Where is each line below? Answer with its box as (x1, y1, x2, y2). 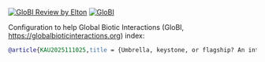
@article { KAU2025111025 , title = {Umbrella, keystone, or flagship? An (8, 46, 245, 54)
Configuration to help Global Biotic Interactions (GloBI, (8, 23, 185, 31)
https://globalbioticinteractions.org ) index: (8, 31, 145, 40)
